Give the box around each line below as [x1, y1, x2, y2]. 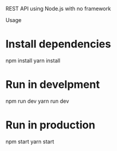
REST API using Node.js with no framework [5, 5, 111, 12]
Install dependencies [5, 37, 111, 51]
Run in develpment [5, 78, 100, 92]
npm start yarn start [5, 138, 55, 145]
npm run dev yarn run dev [5, 97, 69, 105]
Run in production [5, 118, 96, 132]
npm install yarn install [5, 56, 61, 64]
